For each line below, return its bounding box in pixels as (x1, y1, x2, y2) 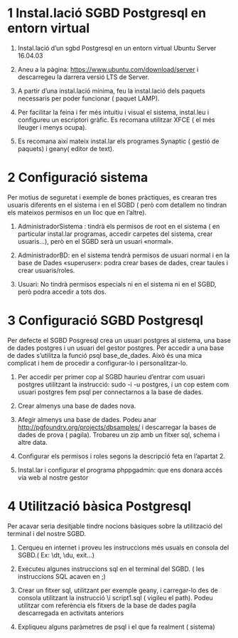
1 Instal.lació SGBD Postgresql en (7, 5, 207, 21)
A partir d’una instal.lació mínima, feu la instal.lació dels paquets (17, 86, 206, 95)
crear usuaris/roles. (17, 266, 75, 274)
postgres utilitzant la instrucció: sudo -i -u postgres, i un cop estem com (17, 380, 229, 389)
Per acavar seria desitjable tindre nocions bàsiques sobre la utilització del (7, 522, 222, 530)
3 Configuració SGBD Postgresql (7, 312, 204, 329)
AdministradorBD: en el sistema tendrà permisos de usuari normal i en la (17, 251, 230, 259)
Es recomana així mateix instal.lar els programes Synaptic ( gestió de (17, 137, 220, 145)
